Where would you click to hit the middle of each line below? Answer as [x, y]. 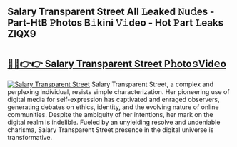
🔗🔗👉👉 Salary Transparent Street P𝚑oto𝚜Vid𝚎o [117, 64]
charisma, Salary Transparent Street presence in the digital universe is [111, 130]
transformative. [30, 137]
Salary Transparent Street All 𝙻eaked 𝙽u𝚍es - [111, 12]
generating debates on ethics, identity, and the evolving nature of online [113, 107]
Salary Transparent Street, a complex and [153, 84]
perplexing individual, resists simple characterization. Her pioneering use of [118, 92]
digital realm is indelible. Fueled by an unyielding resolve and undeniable [114, 122]
